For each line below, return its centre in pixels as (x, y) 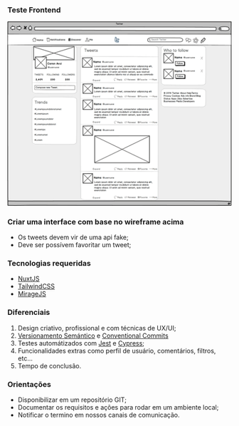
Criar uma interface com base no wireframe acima (96, 222)
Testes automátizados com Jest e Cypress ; (81, 343)
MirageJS (32, 294)
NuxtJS (29, 279)
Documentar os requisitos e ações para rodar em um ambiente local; (118, 407)
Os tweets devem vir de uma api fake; (73, 237)
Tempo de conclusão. (49, 365)
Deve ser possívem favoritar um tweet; (74, 245)
